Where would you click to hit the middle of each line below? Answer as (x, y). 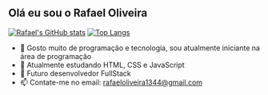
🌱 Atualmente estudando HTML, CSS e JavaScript (102, 65)
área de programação (56, 56)
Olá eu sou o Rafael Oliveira (78, 13)
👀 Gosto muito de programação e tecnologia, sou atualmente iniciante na (140, 48)
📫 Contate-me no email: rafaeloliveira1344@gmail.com (111, 82)
